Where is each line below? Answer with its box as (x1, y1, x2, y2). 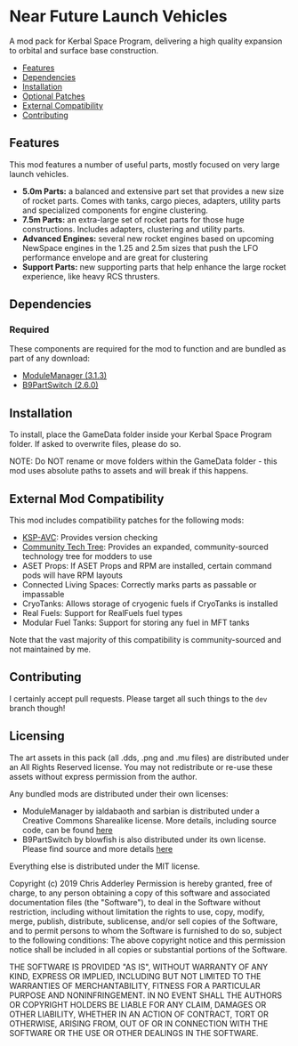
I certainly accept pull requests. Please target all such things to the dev (9, 693, 268, 704)
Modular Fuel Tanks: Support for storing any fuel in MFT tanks (21, 617, 250, 628)
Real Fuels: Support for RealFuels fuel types (21, 608, 183, 619)
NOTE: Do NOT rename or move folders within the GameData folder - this (9, 456, 278, 466)
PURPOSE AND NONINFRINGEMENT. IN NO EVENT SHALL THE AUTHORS (9, 990, 283, 1001)
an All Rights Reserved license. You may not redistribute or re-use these (9, 761, 273, 772)
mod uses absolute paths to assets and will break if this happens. (9, 466, 249, 476)
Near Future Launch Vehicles (9, 6, 229, 27)
